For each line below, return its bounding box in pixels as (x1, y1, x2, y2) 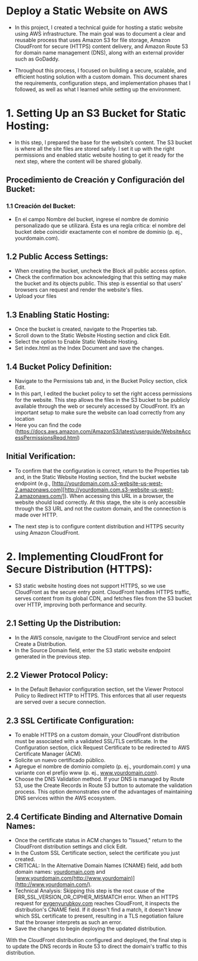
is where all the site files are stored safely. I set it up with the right (14, 145, 174, 152)
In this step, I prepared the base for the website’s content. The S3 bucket (14, 138, 192, 146)
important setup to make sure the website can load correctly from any (14, 409, 185, 416)
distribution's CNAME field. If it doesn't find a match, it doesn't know (14, 906, 182, 913)
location (14, 416, 35, 422)
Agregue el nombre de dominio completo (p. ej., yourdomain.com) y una (14, 763, 191, 770)
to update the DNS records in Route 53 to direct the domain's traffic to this (6, 943, 187, 950)
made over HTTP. (14, 511, 58, 518)
